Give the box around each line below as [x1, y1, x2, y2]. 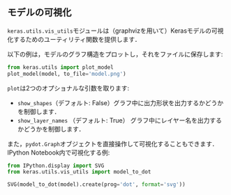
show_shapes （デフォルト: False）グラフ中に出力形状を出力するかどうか [17, 98, 224, 107]
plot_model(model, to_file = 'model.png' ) [7, 70, 127, 77]
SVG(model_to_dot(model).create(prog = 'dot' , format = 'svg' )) [7, 181, 186, 188]
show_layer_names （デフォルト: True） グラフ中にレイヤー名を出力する [17, 116, 222, 124]
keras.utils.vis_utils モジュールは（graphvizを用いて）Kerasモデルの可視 [7, 26, 224, 35]
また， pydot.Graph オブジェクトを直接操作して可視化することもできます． [7, 139, 218, 148]
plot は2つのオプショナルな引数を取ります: [7, 84, 130, 92]
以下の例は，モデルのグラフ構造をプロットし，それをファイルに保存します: [7, 49, 223, 58]
